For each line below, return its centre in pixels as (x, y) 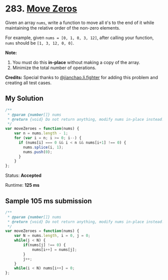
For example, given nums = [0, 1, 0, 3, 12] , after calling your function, (79, 38)
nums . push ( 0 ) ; (38, 152)
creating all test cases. (28, 83)
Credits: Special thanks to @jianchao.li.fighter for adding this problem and (82, 77)
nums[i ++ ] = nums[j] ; (54, 249)
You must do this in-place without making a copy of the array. (76, 62)
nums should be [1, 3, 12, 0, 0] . (40, 43)
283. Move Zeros (41, 9)
